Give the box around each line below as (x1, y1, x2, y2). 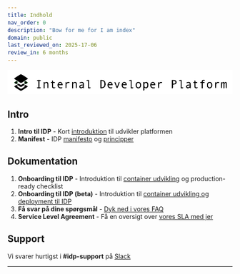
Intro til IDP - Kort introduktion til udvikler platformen (17, 127, 173, 136)
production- (190, 174, 226, 183)
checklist (36, 182, 64, 191)
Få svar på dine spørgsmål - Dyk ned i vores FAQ (17, 204, 164, 213)
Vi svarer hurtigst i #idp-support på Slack (7, 252, 131, 260)
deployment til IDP (17, 197, 72, 205)
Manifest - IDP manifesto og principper (17, 134, 134, 143)
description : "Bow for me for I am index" (7, 26, 136, 34)
